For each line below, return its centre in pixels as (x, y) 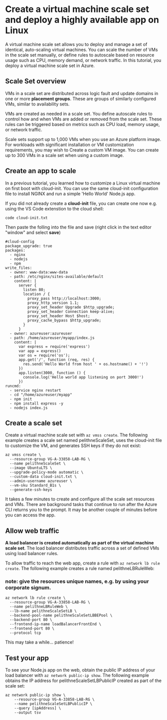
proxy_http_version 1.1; (53, 303)
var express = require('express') (54, 346)
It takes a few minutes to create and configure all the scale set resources (80, 499)
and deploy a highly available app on (82, 20)
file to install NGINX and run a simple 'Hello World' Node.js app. (70, 193)
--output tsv (28, 713)
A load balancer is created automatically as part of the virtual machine (80, 543)
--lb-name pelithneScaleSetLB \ (43, 611)
